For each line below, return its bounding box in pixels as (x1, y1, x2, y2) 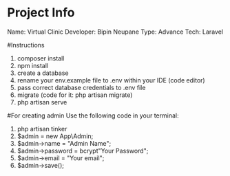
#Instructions (7, 41, 45, 49)
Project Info (7, 5, 75, 21)
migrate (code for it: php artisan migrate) (17, 91, 133, 99)
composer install (17, 54, 65, 63)
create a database (17, 69, 69, 77)
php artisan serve (17, 98, 67, 106)
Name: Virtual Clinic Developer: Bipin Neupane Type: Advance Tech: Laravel (7, 27, 224, 36)
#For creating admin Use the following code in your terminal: (7, 111, 179, 120)
